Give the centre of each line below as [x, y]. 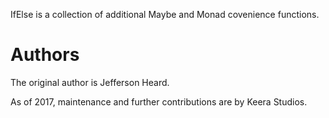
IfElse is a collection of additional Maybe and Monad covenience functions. [165, 14]
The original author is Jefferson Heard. [90, 82]
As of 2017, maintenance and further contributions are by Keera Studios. [159, 101]
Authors [45, 55]
